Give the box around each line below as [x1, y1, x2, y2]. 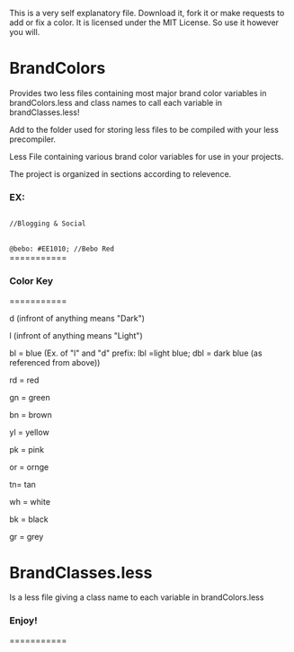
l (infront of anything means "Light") [9, 330, 143, 340]
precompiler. [9, 134, 57, 145]
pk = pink [9, 444, 45, 454]
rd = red [9, 374, 40, 385]
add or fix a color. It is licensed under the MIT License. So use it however [9, 17, 280, 28]
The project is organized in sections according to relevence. [9, 168, 232, 179]
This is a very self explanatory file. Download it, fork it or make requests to [9, 8, 285, 18]
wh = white [9, 496, 51, 507]
